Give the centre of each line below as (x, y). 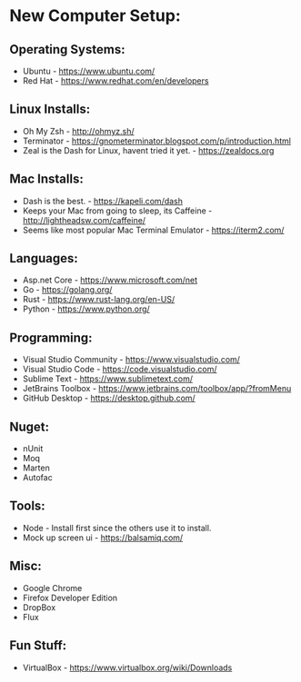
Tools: (27, 506)
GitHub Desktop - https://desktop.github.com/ (109, 398)
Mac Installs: (46, 179)
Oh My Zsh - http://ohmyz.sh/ (78, 131)
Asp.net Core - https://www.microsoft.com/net (110, 280)
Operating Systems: (67, 49)
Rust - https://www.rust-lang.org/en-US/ (99, 300)
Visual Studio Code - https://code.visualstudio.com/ (120, 370)
